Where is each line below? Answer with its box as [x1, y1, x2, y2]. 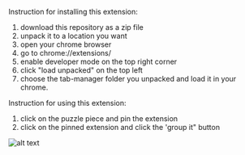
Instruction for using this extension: [8, 98, 127, 107]
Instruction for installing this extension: [8, 7, 138, 16]
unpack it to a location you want [19, 31, 127, 40]
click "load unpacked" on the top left [19, 65, 144, 75]
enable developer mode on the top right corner [19, 57, 178, 66]
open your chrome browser [19, 40, 112, 49]
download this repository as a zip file [19, 23, 144, 31]
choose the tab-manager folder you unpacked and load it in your [19, 74, 237, 83]
